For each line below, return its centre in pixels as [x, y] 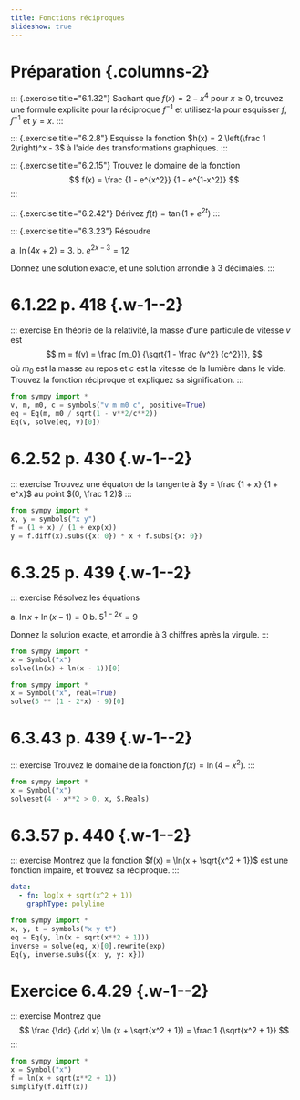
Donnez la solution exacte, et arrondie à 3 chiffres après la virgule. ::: [140, 634]
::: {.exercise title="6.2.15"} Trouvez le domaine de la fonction [125, 166]
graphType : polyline [66, 904]
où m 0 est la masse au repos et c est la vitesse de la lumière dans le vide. [148, 369]
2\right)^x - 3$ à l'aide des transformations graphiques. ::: [119, 148]
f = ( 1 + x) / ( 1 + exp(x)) [64, 527]
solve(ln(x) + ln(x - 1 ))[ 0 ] [66, 668]
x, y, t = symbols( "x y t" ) [64, 929]
